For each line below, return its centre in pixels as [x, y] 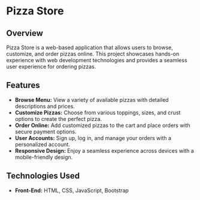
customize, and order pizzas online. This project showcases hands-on [93, 54]
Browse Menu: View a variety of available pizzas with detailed [92, 99]
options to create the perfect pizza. [58, 119]
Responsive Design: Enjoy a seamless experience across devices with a [104, 150]
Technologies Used [43, 176]
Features [23, 85]
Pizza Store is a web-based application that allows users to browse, [90, 47]
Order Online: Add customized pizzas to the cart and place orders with [102, 125]
